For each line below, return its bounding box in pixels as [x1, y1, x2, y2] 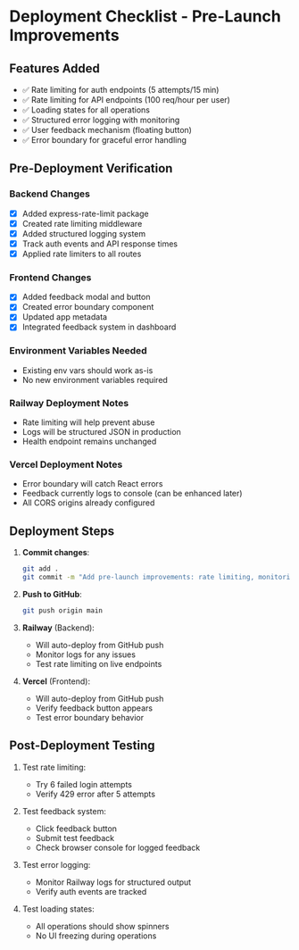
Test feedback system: [21, 805, 107, 816]
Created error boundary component [21, 302, 154, 312]
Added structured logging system [21, 228, 146, 238]
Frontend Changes [9, 271, 92, 283]
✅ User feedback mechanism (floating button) [21, 125, 192, 135]
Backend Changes [9, 187, 91, 200]
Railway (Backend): [21, 622, 96, 633]
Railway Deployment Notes [9, 396, 129, 409]
